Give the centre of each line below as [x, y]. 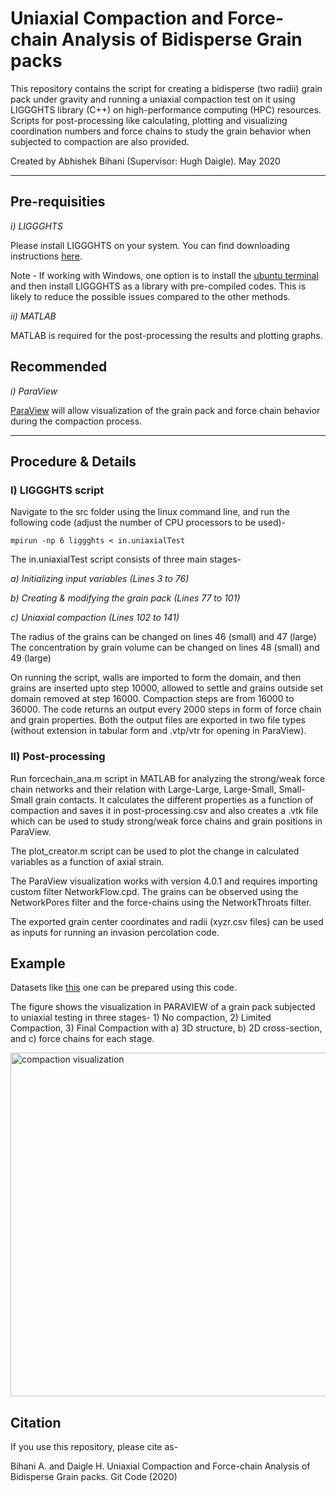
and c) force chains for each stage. [82, 1039]
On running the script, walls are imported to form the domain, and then [156, 678]
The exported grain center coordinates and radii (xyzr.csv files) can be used [167, 921]
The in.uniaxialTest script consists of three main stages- [126, 559]
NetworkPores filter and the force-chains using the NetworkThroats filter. [161, 902]
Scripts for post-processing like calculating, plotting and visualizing [149, 120]
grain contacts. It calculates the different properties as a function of [174, 799]
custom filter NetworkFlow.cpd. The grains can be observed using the [154, 891]
